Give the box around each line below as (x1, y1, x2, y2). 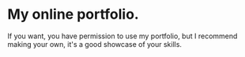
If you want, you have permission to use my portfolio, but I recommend (7, 31, 238, 41)
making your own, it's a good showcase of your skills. (7, 39, 183, 48)
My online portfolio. (7, 5, 139, 23)
